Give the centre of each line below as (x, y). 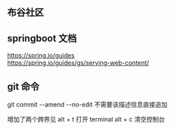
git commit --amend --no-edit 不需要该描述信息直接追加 (87, 105)
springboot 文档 (42, 38)
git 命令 (23, 87)
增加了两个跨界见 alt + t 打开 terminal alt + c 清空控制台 (86, 120)
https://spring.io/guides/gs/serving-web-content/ (78, 63)
